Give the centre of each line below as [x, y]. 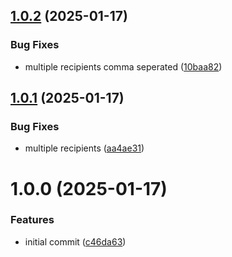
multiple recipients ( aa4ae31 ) [84, 148]
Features [32, 220]
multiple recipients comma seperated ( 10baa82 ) [123, 66]
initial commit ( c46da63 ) [75, 241]
